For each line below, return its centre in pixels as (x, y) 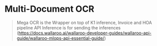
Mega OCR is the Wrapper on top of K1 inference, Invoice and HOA (84, 23)
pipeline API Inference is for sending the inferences (69, 27)
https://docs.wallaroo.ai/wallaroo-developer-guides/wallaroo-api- (85, 33)
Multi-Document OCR (49, 9)
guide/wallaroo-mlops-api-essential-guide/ (60, 38)
